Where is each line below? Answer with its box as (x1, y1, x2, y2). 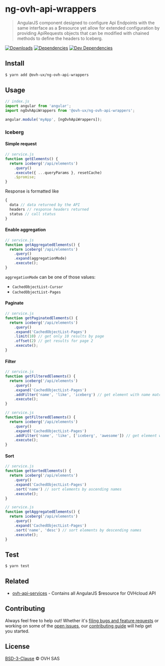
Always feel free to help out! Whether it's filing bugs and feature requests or (5, 617, 159, 624)
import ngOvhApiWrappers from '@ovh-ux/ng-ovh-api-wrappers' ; (5, 108, 135, 113)
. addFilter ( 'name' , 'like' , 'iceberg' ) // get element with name (14, 392, 151, 397)
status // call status (9, 211, 56, 216)
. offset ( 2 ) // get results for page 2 (14, 338, 93, 343)
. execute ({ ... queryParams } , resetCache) (14, 170, 102, 175)
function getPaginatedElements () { (5, 315, 78, 321)
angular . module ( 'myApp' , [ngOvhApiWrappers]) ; (5, 117, 102, 122)
